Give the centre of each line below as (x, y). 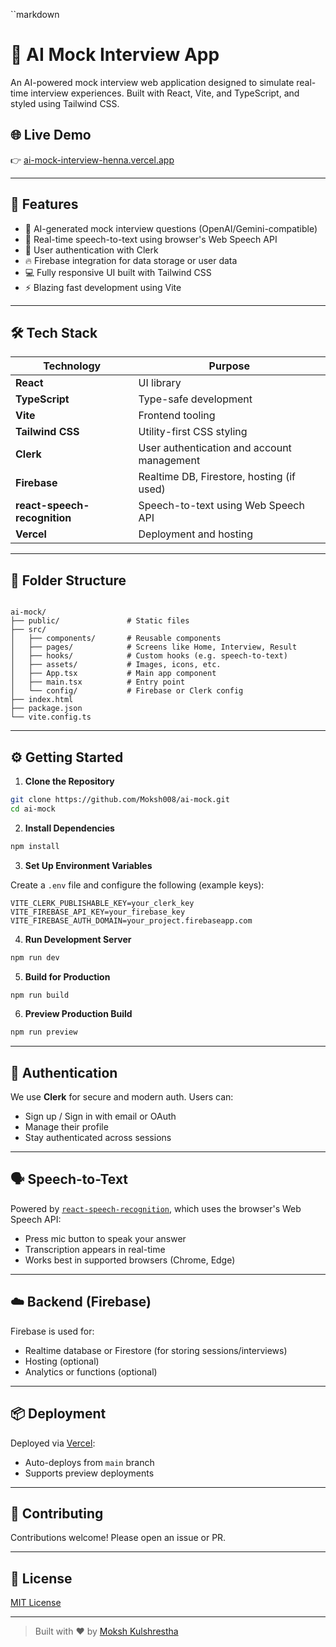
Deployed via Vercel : (53, 1443)
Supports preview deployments (89, 1473)
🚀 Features (44, 204)
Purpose (229, 366)
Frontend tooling (177, 416)
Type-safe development (195, 399)
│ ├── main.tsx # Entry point (98, 682)
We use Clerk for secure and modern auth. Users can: (122, 1097)
